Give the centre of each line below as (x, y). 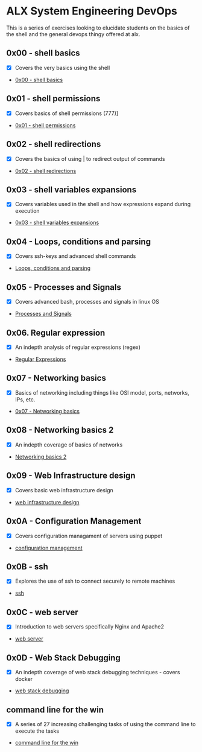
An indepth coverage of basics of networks (69, 445)
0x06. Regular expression (56, 333)
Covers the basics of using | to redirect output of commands (90, 158)
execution (27, 211)
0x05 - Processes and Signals (64, 287)
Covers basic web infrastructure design (64, 490)
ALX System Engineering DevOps (92, 11)
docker (24, 679)
